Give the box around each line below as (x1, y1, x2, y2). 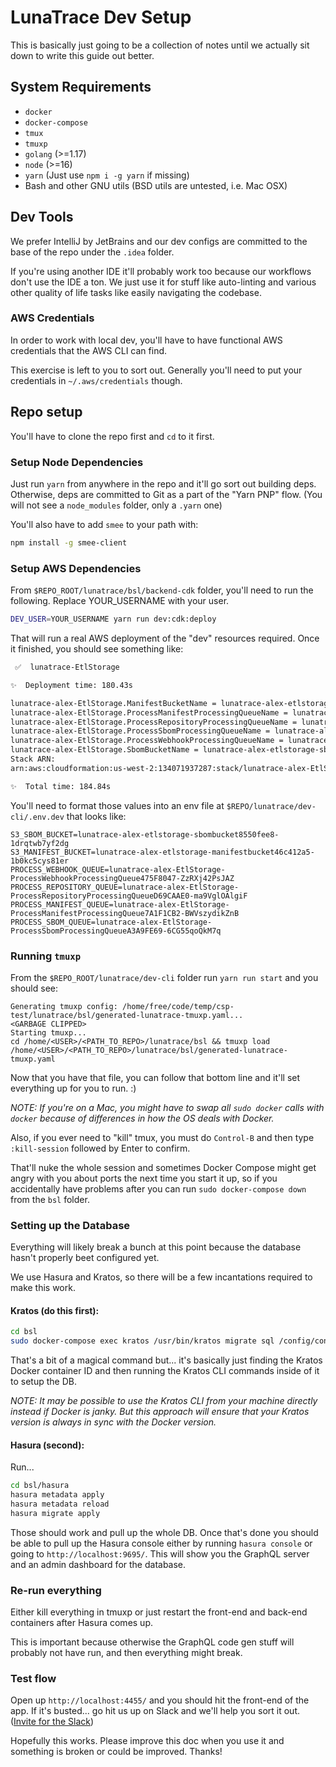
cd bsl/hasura (10, 1481, 70, 1491)
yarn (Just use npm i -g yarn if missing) (24, 169, 190, 181)
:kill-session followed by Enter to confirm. (10, 1142, 191, 1154)
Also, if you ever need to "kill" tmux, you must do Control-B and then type (10, 1131, 315, 1143)
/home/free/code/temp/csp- (121, 1001, 235, 1011)
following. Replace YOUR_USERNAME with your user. (10, 595, 230, 607)
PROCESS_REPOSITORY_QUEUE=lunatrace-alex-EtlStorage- (10, 882, 240, 892)
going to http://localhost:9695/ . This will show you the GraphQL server (10, 1547, 310, 1560)
